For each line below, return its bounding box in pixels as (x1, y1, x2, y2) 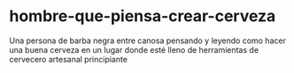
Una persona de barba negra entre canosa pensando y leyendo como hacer (9, 35, 286, 46)
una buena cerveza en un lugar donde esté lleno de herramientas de (9, 44, 259, 55)
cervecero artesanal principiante (9, 54, 128, 64)
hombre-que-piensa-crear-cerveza (9, 6, 276, 26)
